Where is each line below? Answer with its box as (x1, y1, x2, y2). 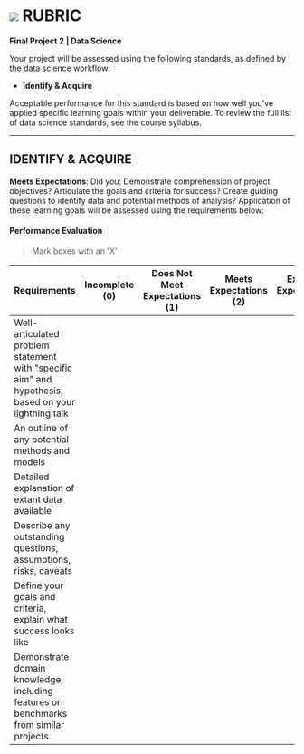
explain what (14, 613, 68, 625)
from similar (14, 718, 65, 730)
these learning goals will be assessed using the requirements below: (9, 205, 264, 216)
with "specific (14, 362, 72, 374)
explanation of (14, 481, 75, 494)
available (14, 504, 52, 517)
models (14, 455, 46, 468)
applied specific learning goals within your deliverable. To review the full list (9, 107, 292, 118)
